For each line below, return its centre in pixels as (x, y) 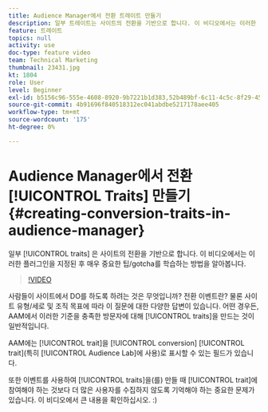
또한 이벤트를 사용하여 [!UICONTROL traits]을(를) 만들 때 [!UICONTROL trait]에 (133, 379)
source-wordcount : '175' (49, 120)
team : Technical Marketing (53, 61)
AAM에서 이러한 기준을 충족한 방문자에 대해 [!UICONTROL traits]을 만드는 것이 (132, 315)
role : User (26, 82)
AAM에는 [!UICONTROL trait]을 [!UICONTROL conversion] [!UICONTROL (126, 343)
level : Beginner (35, 90)
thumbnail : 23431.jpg (44, 68)
